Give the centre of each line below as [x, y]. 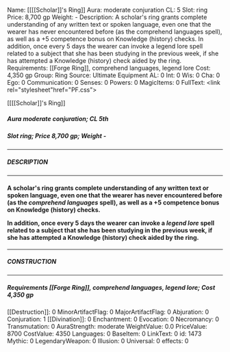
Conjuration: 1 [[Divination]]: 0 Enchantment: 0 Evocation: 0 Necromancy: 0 [113, 319]
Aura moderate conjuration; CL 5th [58, 118]
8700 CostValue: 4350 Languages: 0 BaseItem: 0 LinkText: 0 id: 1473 [104, 334]
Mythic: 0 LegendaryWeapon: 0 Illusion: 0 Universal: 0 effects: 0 [98, 341]
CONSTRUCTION [32, 262]
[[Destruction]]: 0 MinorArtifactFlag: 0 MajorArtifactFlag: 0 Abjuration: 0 [108, 312]
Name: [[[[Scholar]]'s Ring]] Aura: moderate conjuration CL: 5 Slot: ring [107, 10]
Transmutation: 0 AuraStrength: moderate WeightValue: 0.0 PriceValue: [107, 327]
